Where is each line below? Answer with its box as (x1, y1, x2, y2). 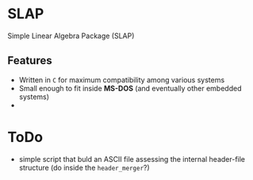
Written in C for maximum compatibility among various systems (18, 75, 225, 84)
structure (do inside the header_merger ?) (18, 163, 150, 172)
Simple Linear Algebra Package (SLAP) (7, 31, 135, 40)
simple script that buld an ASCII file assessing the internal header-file (18, 154, 246, 163)
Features (7, 54, 52, 67)
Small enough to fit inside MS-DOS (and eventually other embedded (18, 83, 242, 93)
